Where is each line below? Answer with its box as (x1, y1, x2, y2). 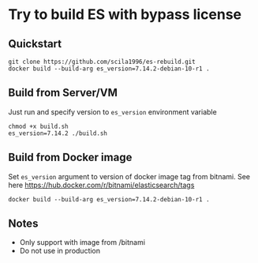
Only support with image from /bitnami (19, 238, 146, 247)
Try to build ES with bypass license (8, 6, 242, 24)
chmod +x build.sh (8, 122, 69, 130)
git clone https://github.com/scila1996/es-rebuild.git (8, 58, 196, 66)
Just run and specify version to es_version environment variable (8, 107, 217, 116)
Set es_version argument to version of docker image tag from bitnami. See (8, 171, 251, 181)
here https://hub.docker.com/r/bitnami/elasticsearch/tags (8, 180, 195, 190)
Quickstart (8, 37, 62, 51)
